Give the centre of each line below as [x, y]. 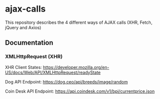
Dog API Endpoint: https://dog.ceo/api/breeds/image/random [67, 82]
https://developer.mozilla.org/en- [76, 67]
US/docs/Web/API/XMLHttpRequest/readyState [53, 72]
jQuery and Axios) [23, 27]
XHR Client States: [24, 67]
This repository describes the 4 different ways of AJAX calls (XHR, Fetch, [79, 22]
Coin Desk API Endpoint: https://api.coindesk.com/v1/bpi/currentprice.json [80, 91]
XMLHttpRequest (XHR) [34, 57]
